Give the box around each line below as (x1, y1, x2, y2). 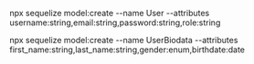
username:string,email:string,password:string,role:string (9, 17, 221, 28)
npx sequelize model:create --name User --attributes (9, 8, 210, 18)
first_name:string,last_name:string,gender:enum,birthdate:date (9, 44, 245, 55)
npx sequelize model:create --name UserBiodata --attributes (9, 35, 238, 45)
